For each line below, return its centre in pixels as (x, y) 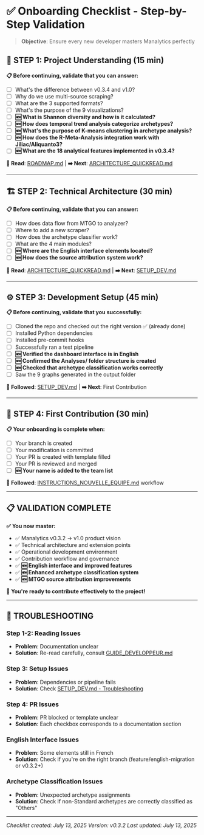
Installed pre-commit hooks (49, 340)
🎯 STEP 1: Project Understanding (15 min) (85, 60)
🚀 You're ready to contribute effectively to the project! (76, 591)
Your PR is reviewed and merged (56, 464)
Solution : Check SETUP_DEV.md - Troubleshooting (79, 689)
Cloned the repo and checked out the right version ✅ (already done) (100, 326)
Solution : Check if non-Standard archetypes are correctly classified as (104, 801)
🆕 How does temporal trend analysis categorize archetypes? (94, 124)
